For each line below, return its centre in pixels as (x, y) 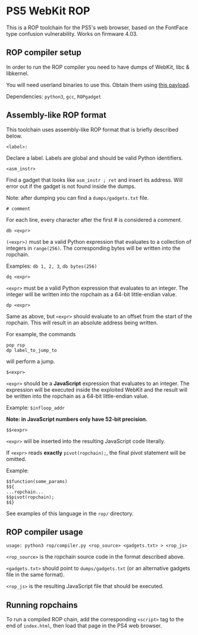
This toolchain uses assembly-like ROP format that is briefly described (92, 129)
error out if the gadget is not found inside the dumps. (71, 186)
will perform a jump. (31, 361)
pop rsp (16, 345)
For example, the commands (41, 334)
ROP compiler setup (44, 53)
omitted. (16, 459)
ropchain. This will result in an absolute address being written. (82, 323)
